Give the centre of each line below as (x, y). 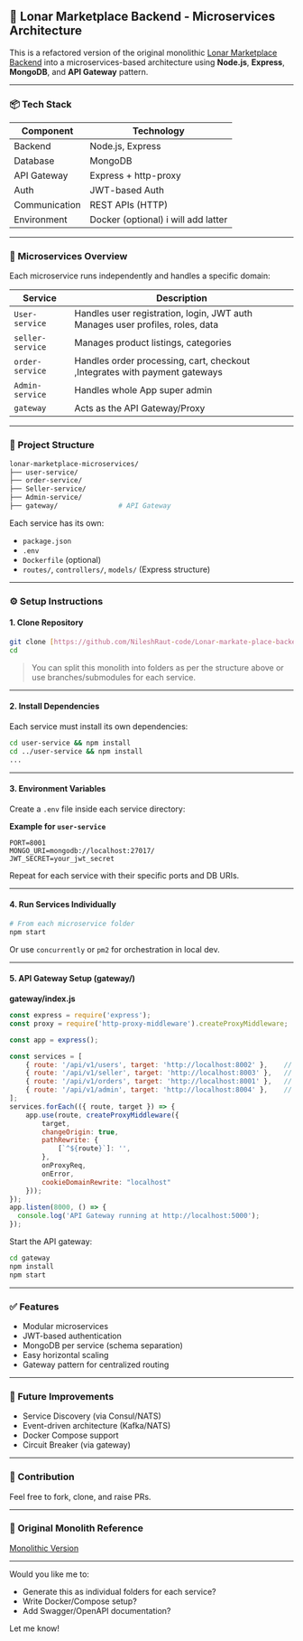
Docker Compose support (70, 1435)
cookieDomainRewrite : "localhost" (106, 1182)
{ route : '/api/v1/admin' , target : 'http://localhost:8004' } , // (159, 1090)
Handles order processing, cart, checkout (162, 361)
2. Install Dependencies (55, 707)
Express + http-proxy (136, 175)
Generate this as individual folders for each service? (119, 1591)
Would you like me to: (50, 1574)
